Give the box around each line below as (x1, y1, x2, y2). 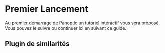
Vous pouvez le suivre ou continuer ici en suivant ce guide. (5, 25, 126, 31)
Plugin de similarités (5, 40, 70, 48)
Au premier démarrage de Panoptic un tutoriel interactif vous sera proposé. (5, 20, 160, 26)
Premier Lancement (5, 3, 88, 15)
